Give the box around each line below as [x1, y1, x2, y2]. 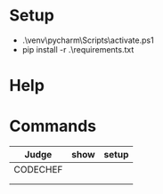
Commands [9, 117, 97, 136]
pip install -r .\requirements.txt [21, 44, 134, 54]
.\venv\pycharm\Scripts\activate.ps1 [21, 35, 154, 45]
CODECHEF [13, 164, 63, 176]
